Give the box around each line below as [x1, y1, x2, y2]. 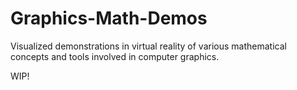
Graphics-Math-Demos [10, 7, 208, 30]
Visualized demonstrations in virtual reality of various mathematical [10, 40, 287, 52]
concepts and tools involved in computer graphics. [10, 50, 220, 62]
